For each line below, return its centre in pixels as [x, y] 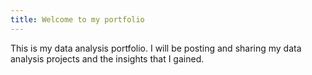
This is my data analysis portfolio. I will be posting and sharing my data [156, 48]
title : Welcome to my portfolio [77, 19]
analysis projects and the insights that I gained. [107, 58]
